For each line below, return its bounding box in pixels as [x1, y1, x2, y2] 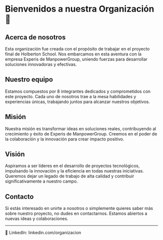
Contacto [5, 192, 34, 201]
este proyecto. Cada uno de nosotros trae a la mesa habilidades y [5, 93, 136, 99]
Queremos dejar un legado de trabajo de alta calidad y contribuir [5, 173, 134, 179]
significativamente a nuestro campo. [5, 178, 78, 184]
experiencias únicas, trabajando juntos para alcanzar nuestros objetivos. [5, 99, 150, 104]
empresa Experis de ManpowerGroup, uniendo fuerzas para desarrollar [5, 56, 148, 62]
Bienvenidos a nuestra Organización [5, 3, 154, 15]
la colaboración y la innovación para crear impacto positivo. [5, 136, 125, 142]
